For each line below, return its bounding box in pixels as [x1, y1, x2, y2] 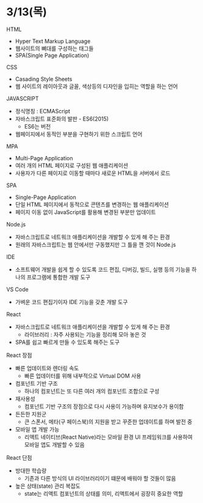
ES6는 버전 [24, 122, 51, 130]
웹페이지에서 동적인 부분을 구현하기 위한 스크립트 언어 [15, 130, 143, 138]
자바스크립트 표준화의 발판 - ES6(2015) [15, 115, 109, 122]
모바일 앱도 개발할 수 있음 [24, 441, 85, 448]
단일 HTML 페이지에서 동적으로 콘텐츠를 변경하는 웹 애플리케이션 [15, 201, 169, 208]
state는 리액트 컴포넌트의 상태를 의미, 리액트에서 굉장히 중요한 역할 [24, 490, 183, 497]
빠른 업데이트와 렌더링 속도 [15, 364, 79, 371]
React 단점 [6, 453, 32, 461]
